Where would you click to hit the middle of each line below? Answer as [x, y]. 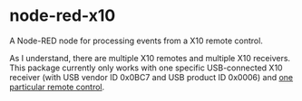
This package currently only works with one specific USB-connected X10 [146, 68]
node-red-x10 [63, 16]
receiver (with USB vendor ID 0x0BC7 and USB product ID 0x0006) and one [151, 77]
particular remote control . [57, 87]
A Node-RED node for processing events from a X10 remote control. [136, 41]
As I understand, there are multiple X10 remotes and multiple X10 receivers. [150, 58]
